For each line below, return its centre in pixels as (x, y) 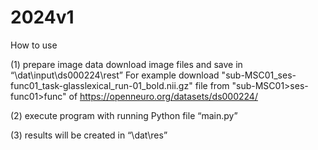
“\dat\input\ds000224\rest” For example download (115, 75)
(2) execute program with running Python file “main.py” (124, 115)
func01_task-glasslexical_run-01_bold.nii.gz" (101, 85)
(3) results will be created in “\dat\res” (89, 135)
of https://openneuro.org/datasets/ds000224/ (163, 96)
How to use (34, 45)
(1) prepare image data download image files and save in (126, 64)
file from (212, 85)
